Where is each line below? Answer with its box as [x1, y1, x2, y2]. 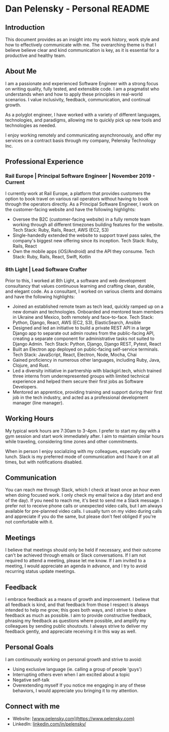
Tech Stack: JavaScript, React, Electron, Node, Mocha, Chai [12, 351, 137, 358]
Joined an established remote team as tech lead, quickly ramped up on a [12, 303, 163, 309]
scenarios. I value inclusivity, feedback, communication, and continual [5, 96, 151, 102]
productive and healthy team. [5, 52, 66, 58]
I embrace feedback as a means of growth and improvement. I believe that [5, 596, 159, 603]
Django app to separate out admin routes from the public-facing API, [12, 330, 155, 336]
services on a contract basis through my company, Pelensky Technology [5, 137, 156, 144]
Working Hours [5, 414, 54, 423]
